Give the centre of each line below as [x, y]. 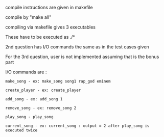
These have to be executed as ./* [40, 37]
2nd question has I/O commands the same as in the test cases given [77, 47]
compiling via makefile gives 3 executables [51, 27]
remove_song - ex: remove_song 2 [41, 108]
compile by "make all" [28, 17]
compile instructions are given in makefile [49, 7]
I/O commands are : [26, 72]
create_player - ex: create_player [43, 90]
